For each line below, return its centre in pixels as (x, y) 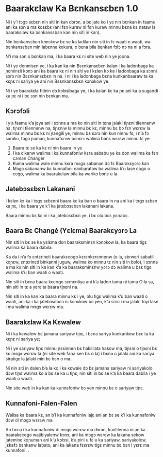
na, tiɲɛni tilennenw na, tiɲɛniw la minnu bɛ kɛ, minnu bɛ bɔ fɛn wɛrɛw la (78, 128)
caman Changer (29, 158)
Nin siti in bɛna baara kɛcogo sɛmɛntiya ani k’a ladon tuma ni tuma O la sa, (80, 282)
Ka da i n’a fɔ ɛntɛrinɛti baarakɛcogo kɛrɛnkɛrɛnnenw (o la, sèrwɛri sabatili (80, 257)
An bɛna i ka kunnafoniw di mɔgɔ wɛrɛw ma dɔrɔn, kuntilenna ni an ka (76, 430)
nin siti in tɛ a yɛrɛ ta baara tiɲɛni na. (42, 287)
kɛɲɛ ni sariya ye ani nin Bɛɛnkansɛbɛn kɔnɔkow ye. (57, 81)
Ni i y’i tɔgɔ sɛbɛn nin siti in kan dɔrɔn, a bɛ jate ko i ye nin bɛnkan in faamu (81, 22)
